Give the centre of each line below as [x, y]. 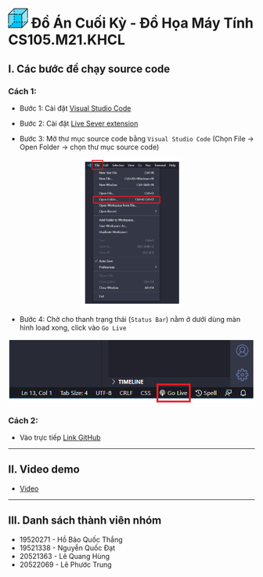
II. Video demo [44, 470]
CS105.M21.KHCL [67, 40]
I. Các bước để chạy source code [89, 69]
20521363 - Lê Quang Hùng [65, 556]
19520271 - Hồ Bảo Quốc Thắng [71, 539]
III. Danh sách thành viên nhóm [85, 521]
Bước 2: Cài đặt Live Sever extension [79, 123]
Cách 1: [22, 91]
